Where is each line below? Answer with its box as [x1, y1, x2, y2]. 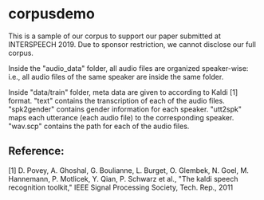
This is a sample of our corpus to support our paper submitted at [8, 31, 221, 41]
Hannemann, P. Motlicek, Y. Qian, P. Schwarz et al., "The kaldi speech [8, 174, 238, 183]
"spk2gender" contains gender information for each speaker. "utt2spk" [8, 104, 242, 114]
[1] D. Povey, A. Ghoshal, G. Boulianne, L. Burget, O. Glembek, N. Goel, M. [8, 165, 250, 175]
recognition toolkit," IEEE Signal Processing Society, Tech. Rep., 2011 [8, 182, 234, 192]
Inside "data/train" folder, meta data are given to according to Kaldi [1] [8, 87, 238, 96]
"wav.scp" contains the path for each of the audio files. [8, 121, 190, 131]
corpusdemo [8, 5, 96, 23]
